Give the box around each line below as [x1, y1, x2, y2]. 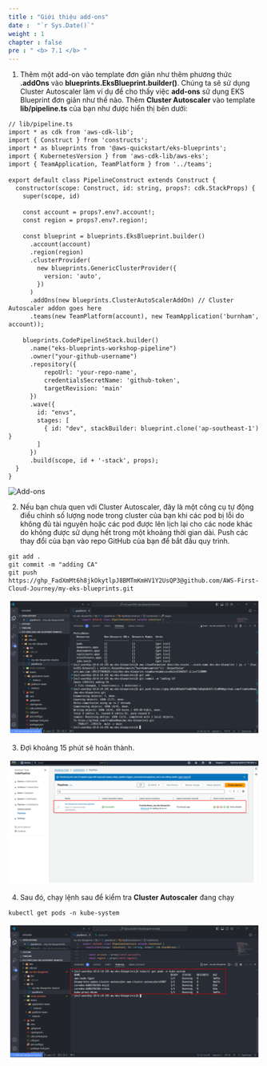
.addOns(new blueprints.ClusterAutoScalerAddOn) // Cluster [29, 296, 234, 304]
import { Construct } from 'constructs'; [8, 136, 149, 144]
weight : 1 [8, 30, 45, 38]
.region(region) [29, 248, 84, 256]
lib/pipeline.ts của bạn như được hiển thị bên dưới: [19, 104, 188, 114]
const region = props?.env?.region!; [22, 216, 149, 224]
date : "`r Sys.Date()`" [8, 21, 94, 30]
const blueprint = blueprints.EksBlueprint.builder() [22, 232, 205, 240]
